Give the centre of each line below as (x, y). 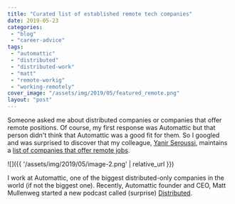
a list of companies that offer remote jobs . (69, 150)
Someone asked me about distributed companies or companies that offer (115, 120)
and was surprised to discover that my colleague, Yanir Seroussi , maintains (117, 143)
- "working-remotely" (42, 87)
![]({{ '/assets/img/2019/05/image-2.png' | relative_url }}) (91, 164)
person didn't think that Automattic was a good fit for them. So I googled (114, 135)
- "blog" (23, 34)
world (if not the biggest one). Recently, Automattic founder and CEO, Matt (117, 185)
